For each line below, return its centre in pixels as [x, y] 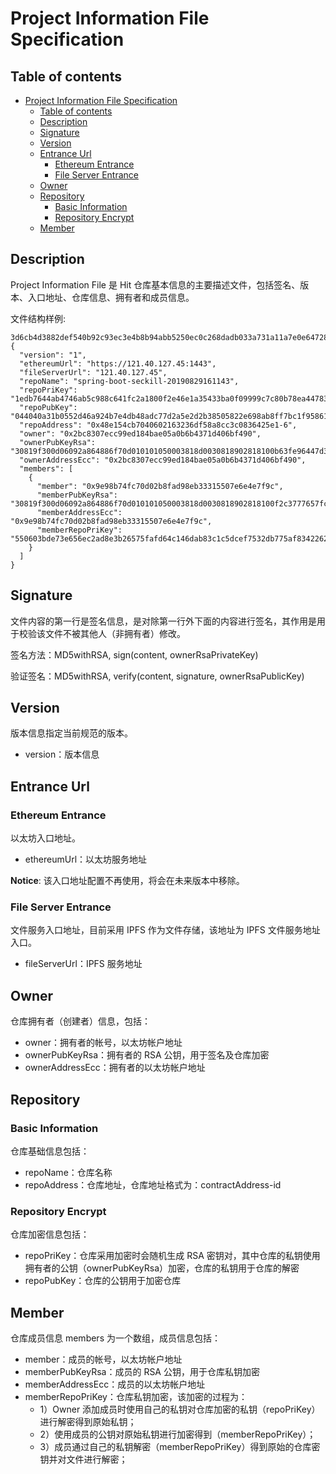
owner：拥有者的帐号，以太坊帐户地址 [103, 1043]
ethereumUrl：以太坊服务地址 [86, 859]
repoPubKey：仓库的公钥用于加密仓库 [103, 1281]
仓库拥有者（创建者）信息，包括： [80, 1021]
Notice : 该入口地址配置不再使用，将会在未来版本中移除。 [127, 881]
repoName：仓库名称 [68, 1172]
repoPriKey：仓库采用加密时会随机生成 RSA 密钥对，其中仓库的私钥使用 [172, 1256]
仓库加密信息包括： [50, 1234]
